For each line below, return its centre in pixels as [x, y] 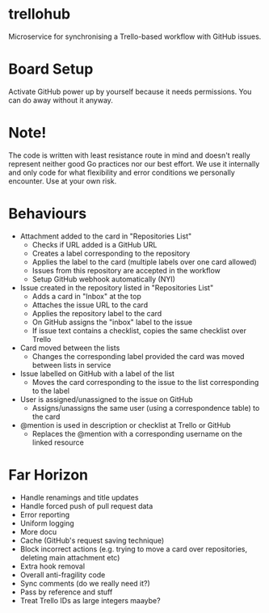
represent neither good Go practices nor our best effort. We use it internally [134, 163]
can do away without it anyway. [61, 100]
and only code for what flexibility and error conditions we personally [122, 172]
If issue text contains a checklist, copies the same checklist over [139, 330]
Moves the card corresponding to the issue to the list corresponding [145, 382]
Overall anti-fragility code [63, 574]
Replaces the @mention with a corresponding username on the [137, 433]
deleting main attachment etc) [70, 557]
